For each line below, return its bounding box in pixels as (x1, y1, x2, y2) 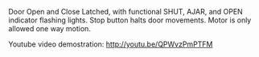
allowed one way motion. (8, 24, 91, 33)
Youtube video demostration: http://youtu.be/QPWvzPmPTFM (8, 39, 213, 49)
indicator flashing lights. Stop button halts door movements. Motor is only (8, 15, 252, 25)
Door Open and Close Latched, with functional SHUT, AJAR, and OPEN (8, 7, 243, 16)
